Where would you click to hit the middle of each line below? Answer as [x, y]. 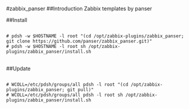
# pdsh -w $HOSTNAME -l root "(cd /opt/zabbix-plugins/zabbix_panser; [95, 36]
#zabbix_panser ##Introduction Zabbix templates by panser [79, 9]
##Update [18, 68]
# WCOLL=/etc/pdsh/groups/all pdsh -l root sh [65, 95]
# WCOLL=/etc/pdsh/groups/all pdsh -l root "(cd [67, 85]
